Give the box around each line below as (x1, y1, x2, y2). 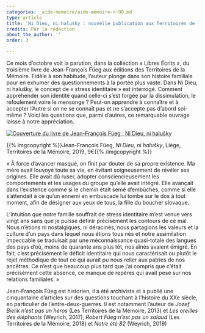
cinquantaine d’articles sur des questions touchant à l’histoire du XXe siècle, (6, 294, 198, 301)
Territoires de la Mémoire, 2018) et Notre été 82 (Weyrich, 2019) (6, 320, 167, 327)
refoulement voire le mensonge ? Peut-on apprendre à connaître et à (6, 98, 179, 106)
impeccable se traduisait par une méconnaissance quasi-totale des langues (6, 236, 196, 244)
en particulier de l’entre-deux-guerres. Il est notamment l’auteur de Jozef (6, 301, 190, 307)
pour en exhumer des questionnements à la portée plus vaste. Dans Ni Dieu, (6, 79, 198, 86)
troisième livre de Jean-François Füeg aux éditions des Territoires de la (6, 66, 185, 73)
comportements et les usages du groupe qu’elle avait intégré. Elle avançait (6, 180, 194, 186)
